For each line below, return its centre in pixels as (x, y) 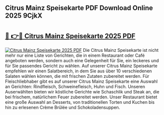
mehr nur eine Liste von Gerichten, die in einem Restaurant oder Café (75, 55)
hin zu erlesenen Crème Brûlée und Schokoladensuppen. (63, 107)
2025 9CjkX (24, 16)
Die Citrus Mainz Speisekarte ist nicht (121, 50)
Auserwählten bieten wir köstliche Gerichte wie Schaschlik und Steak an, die (82, 92)
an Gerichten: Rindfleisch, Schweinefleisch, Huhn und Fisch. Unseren (75, 87)
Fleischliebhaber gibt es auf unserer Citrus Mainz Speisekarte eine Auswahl (82, 81)
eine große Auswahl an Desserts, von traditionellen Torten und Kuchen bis (80, 102)
